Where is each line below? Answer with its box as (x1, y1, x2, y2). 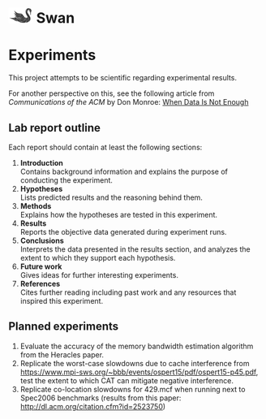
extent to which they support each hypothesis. (19, 253, 176, 262)
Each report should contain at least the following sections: (8, 142, 203, 152)
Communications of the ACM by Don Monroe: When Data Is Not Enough (8, 97, 249, 107)
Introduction (19, 158, 63, 167)
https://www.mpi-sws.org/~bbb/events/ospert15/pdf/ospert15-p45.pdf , (19, 367, 259, 377)
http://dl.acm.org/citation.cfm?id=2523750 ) (19, 401, 166, 411)
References (19, 279, 61, 288)
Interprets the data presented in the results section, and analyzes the (19, 244, 251, 254)
